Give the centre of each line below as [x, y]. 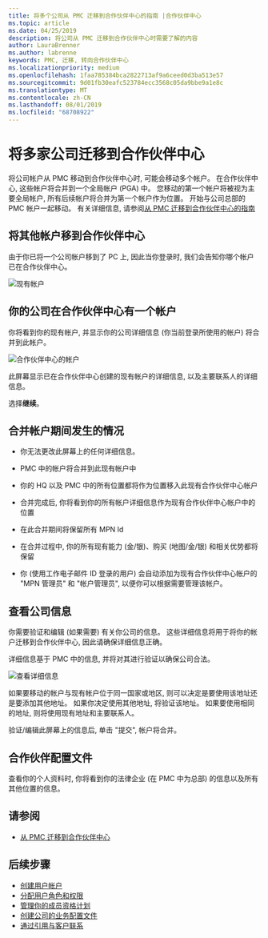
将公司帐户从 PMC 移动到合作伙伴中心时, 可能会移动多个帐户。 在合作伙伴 [130, 178]
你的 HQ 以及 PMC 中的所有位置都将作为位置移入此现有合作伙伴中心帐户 [139, 486]
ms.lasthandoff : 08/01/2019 [55, 105]
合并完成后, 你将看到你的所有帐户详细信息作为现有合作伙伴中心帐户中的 [138, 503]
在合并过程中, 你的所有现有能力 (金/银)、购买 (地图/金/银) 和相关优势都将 [139, 547]
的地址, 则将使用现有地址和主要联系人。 [73, 713]
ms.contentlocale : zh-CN [50, 98]
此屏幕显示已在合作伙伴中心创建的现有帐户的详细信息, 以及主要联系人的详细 [133, 376]
